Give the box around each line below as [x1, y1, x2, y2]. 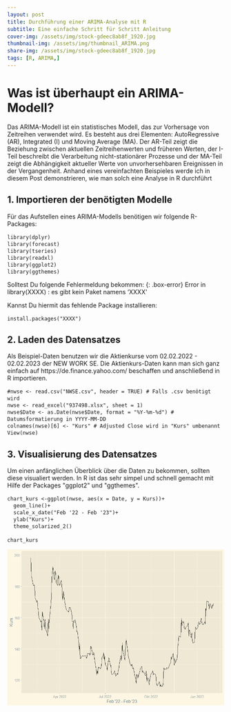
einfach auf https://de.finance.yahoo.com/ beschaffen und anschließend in [7, 367, 221, 375]
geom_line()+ [13, 502, 51, 509]
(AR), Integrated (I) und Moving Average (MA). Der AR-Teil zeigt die [7, 137, 198, 145]
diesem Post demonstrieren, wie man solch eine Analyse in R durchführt [7, 174, 212, 182]
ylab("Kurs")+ [13, 516, 54, 523]
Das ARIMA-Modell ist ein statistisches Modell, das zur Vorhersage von [7, 123, 210, 131]
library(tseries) [7, 247, 57, 254]
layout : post [7, 11, 45, 18]
